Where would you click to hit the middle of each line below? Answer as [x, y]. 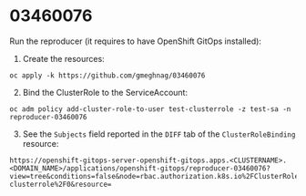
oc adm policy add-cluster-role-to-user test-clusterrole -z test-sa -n [150, 109]
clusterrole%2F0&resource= [61, 184]
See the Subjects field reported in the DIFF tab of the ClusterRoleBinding [159, 134]
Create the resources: [63, 58]
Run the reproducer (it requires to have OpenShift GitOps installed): [136, 41]
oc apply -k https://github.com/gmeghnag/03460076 [107, 75]
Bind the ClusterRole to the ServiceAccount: [105, 92]
